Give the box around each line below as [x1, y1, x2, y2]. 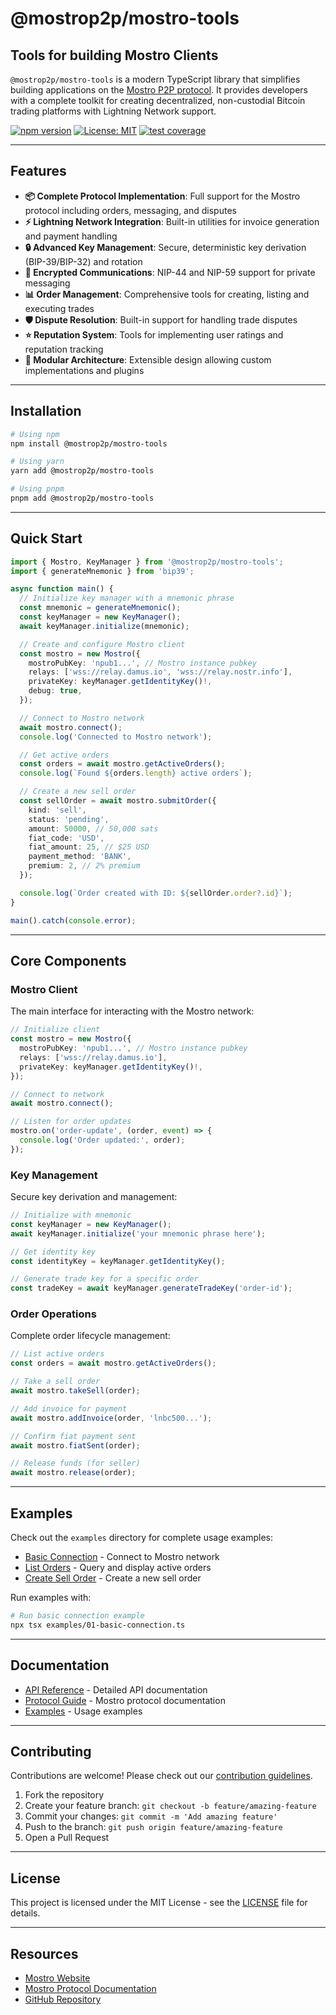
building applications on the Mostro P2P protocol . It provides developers [10, 84, 308, 96]
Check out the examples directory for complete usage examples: [10, 1532, 274, 1544]
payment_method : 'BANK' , [28, 852, 132, 862]
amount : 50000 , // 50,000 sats [28, 823, 159, 834]
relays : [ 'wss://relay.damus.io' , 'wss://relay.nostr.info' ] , [28, 667, 293, 677]
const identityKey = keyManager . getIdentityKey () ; [10, 1256, 226, 1266]
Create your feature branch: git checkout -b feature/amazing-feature [24, 1800, 317, 1812]
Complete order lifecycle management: [10, 1330, 171, 1342]
